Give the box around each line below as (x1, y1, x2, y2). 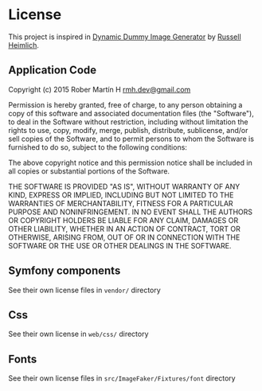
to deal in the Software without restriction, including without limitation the (8, 117, 248, 127)
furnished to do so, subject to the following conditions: (8, 142, 187, 152)
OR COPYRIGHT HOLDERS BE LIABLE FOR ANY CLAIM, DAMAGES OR (8, 215, 239, 225)
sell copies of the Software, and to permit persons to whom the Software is (8, 134, 255, 143)
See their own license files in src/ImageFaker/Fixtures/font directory (8, 373, 237, 383)
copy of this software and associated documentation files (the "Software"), (8, 108, 255, 118)
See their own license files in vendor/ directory (8, 285, 161, 295)
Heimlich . (8, 40, 40, 49)
